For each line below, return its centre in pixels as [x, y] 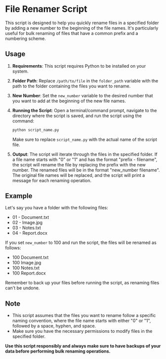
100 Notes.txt [26, 268]
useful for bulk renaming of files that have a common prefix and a [72, 33]
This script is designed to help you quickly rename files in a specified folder [82, 23]
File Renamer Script [46, 9]
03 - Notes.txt [26, 228]
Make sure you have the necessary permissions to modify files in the [82, 331]
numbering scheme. [25, 39]
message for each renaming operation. [52, 180]
